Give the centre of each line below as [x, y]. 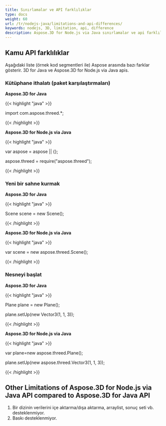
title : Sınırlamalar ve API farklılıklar [48, 10]
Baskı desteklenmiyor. [35, 418]
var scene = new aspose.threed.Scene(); [47, 252]
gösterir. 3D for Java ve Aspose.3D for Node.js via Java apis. [67, 70]
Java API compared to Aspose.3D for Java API [78, 395]
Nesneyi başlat [23, 275]
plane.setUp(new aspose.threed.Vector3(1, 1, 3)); [55, 362]
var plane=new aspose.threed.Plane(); [44, 353]
